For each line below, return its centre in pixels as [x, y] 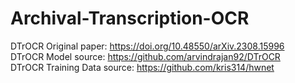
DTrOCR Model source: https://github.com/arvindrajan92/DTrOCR [145, 56]
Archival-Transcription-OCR [130, 18]
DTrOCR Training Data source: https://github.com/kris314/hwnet [142, 67]
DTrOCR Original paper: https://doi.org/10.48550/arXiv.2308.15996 [147, 46]
